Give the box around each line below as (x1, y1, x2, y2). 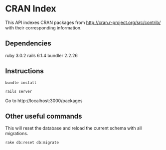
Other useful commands (5, 112, 82, 120)
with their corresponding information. (5, 24, 82, 30)
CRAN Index (5, 3, 56, 14)
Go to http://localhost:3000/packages (5, 98, 83, 104)
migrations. (5, 131, 28, 137)
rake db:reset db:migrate (5, 140, 59, 145)
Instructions (5, 67, 44, 75)
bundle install (5, 80, 37, 85)
